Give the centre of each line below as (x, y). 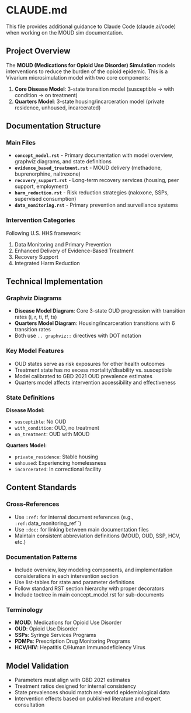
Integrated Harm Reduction (47, 263)
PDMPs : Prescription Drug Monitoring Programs (72, 641)
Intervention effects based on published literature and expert (88, 699)
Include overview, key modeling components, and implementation (93, 570)
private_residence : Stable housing (56, 457)
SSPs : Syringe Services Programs (55, 635)
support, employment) (41, 186)
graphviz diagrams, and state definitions (63, 162)
